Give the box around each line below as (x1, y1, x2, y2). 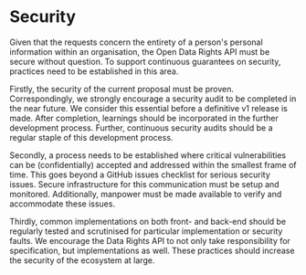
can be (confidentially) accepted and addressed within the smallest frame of (9, 159, 297, 170)
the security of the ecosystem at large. (9, 254, 155, 266)
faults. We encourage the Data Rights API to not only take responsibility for (9, 235, 290, 246)
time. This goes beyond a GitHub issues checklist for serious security (9, 169, 271, 180)
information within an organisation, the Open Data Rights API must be (9, 46, 270, 57)
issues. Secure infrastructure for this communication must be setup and (9, 178, 280, 189)
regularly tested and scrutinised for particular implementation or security (9, 226, 283, 237)
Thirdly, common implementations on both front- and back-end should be (9, 216, 287, 227)
